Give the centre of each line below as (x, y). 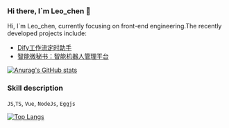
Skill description (35, 88)
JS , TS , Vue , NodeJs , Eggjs (41, 103)
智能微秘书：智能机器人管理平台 (63, 56)
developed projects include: (47, 33)
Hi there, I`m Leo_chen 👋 (49, 11)
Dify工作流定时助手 (44, 48)
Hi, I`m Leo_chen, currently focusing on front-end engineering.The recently (114, 26)
